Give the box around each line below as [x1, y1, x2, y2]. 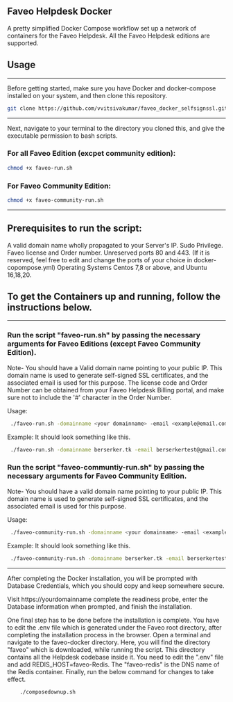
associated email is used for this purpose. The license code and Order [7, 378, 208, 387]
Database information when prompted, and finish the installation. [7, 602, 192, 611]
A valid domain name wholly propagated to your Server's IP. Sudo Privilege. [7, 241, 223, 249]
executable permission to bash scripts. [7, 131, 118, 140]
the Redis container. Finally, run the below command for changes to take [7, 667, 214, 676]
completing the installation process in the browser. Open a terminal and [7, 630, 212, 639]
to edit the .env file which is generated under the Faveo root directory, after [7, 623, 222, 632]
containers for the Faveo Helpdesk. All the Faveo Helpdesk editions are [7, 31, 210, 40]
